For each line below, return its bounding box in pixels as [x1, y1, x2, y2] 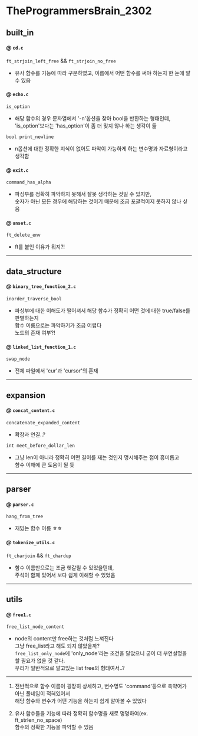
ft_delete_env [6, 232, 41, 238]
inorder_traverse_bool [6, 296, 62, 302]
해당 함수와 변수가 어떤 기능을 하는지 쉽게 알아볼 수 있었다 [14, 698, 147, 705]
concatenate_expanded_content [6, 420, 81, 426]
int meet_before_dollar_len [6, 443, 75, 449]
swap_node [6, 356, 31, 362]
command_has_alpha [6, 179, 51, 185]
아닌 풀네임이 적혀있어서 [14, 690, 71, 697]
